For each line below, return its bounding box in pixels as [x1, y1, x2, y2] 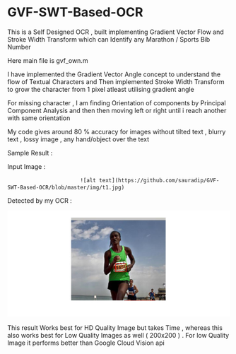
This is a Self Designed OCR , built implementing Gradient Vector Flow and [7, 28, 224, 36]
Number [7, 42, 32, 51]
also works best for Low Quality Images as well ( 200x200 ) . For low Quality [7, 331, 230, 340]
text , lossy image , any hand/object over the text [7, 135, 150, 143]
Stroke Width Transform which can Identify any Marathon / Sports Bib [7, 35, 211, 43]
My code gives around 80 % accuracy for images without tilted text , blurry [7, 127, 226, 136]
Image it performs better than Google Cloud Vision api [7, 338, 165, 347]
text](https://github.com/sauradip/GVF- [98, 177, 220, 184]
